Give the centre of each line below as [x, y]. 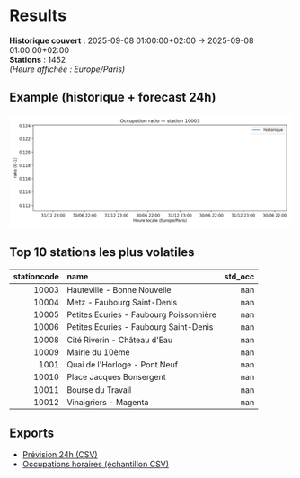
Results [38, 16]
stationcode [36, 277]
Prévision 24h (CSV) [60, 455]
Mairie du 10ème [98, 352]
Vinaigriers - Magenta [108, 402]
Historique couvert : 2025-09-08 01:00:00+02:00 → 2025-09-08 [132, 40]
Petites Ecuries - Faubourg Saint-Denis [140, 327]
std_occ [239, 277]
